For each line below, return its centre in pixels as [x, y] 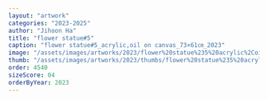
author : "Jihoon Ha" [43, 30]
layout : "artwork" [39, 16]
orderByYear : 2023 [39, 82]
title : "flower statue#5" [51, 38]
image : [19, 53]
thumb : [19, 61]
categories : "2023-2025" [49, 23]
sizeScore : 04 [32, 75]
